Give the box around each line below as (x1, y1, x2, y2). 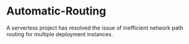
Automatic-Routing (6, 4, 106, 18)
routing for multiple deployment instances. (6, 30, 113, 37)
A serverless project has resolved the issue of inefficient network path (6, 24, 183, 31)
